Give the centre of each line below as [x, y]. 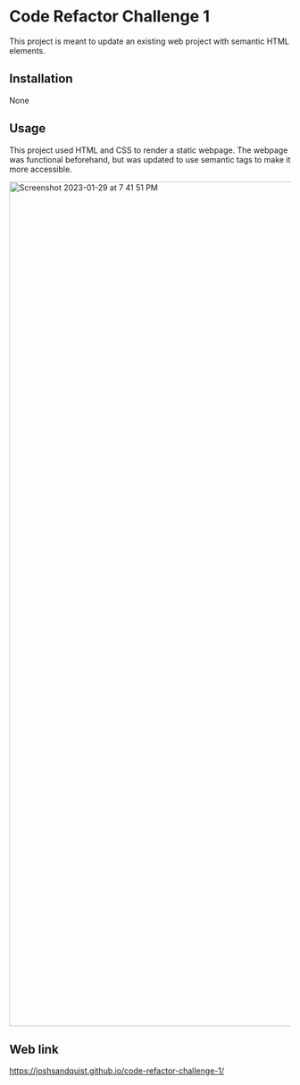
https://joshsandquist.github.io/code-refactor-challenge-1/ [117, 1071]
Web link [34, 1049]
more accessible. [41, 169]
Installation [41, 79]
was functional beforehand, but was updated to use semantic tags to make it [150, 159]
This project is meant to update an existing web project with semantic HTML [150, 41]
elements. [28, 50]
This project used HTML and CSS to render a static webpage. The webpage [149, 150]
